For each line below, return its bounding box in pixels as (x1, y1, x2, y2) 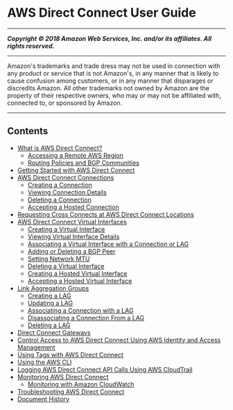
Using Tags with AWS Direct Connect (17, 350, 123, 359)
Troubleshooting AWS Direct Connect (17, 387, 125, 395)
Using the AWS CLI (17, 358, 72, 366)
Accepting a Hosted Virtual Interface (27, 277, 132, 285)
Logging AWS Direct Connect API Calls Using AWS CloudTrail (17, 365, 193, 373)
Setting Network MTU (27, 254, 90, 263)
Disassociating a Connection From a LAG (27, 313, 145, 322)
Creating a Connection (27, 181, 92, 189)
